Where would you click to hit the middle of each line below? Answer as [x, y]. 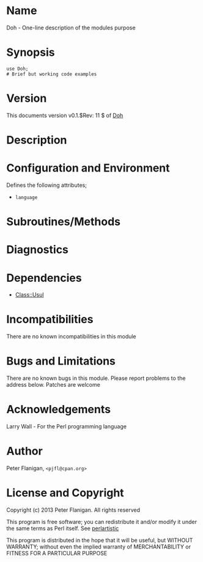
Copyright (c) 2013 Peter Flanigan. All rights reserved [73, 510]
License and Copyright [65, 493]
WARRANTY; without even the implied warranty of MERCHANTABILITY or [99, 547]
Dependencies [44, 278]
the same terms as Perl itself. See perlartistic [63, 528]
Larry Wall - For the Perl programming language [67, 427]
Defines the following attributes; [47, 185]
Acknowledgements [59, 410]
